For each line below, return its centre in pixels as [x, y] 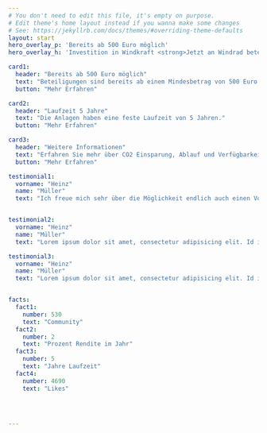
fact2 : [26, 329]
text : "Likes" [46, 389]
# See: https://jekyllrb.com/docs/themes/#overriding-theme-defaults [126, 30]
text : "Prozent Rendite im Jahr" [78, 344]
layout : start [32, 38]
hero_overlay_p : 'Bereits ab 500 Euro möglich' [89, 45]
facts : [19, 300]
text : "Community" [53, 322]
